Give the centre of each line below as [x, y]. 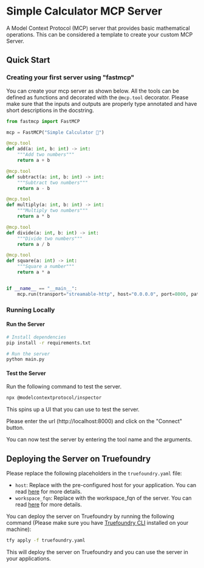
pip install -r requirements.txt [49, 343]
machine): [19, 529]
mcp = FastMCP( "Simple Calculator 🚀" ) [55, 132]
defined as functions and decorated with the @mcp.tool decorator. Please [97, 97]
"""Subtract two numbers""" [53, 183]
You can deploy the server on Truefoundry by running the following [90, 516]
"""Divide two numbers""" [50, 239]
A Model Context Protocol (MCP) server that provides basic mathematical [98, 28]
